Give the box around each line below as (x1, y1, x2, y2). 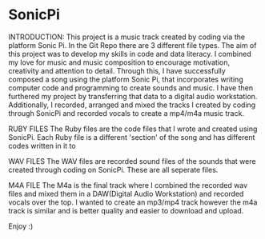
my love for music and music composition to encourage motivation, (8, 58, 231, 67)
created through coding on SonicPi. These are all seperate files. (8, 165, 219, 174)
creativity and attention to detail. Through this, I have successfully (8, 66, 226, 75)
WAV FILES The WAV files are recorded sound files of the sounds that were (8, 156, 256, 165)
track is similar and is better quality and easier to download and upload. (8, 205, 244, 215)
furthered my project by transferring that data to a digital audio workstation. (8, 91, 258, 101)
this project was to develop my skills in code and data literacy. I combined (8, 49, 251, 58)
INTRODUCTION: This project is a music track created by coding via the (8, 32, 246, 42)
